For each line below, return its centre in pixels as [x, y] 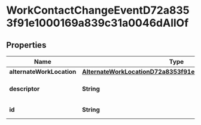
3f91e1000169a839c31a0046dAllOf [98, 23]
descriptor [25, 89]
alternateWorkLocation [43, 72]
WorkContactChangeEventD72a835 [98, 10]
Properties [26, 45]
